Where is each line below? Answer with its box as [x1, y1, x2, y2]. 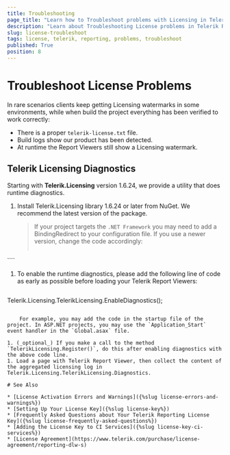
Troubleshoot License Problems [7, 78, 192, 93]
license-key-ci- [157, 423, 204, 430]
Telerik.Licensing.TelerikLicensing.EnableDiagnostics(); [7, 296, 163, 304]
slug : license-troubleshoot [7, 29, 88, 36]
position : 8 [7, 49, 41, 56]
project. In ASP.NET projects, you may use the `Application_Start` [7, 321, 207, 328]
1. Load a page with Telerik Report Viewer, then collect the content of [7, 358, 222, 364]
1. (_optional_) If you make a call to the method [7, 339, 155, 347]
